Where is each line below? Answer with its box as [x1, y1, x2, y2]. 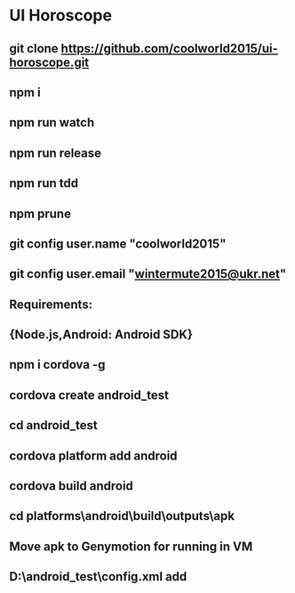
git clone [9, 41, 60, 56]
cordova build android [9, 478, 133, 494]
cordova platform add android [9, 448, 178, 463]
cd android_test [9, 418, 98, 433]
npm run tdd [9, 175, 79, 191]
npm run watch [9, 115, 95, 130]
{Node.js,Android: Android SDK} [9, 327, 194, 343]
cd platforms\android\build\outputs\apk [9, 508, 235, 524]
